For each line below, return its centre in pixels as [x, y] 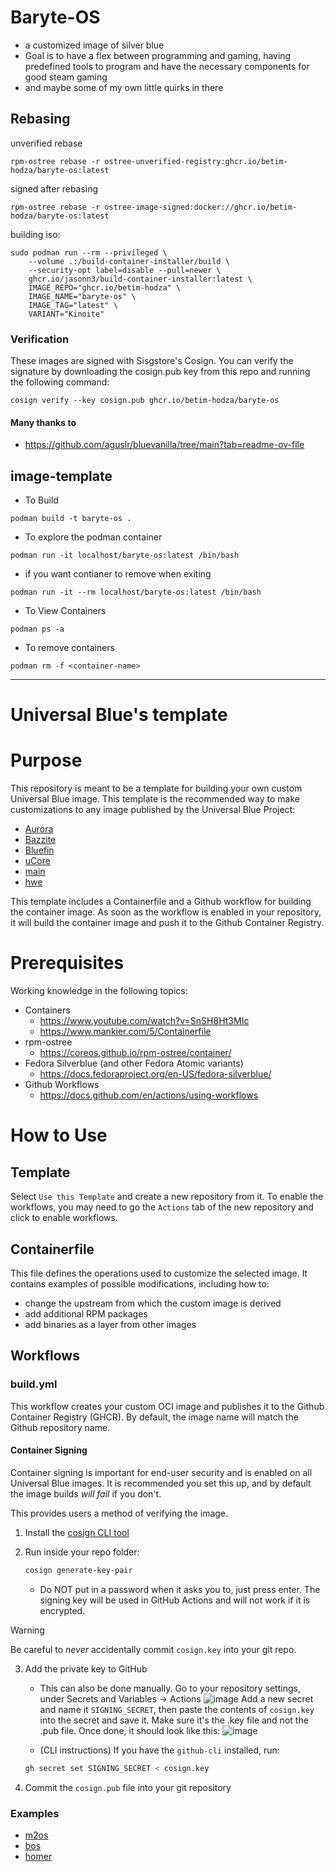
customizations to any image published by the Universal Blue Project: [153, 810]
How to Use [59, 1135]
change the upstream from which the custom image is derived [153, 1303]
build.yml [34, 1384]
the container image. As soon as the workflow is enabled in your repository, [166, 912]
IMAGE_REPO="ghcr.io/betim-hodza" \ [105, 287]
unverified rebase [46, 143]
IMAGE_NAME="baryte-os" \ [82, 296]
